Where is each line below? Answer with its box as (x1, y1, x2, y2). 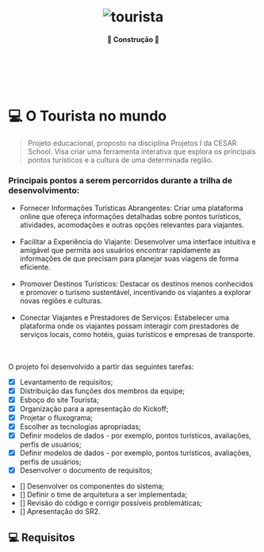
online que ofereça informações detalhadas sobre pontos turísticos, (19, 211, 242, 221)
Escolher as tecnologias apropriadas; (19, 421, 141, 431)
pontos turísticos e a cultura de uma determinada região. (27, 155, 214, 165)
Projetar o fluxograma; (19, 412, 94, 422)
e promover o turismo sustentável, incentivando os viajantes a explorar (19, 287, 251, 297)
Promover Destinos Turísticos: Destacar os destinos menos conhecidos (19, 278, 254, 289)
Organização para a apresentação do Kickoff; (19, 404, 169, 413)
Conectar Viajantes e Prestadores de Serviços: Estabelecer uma (19, 312, 230, 322)
